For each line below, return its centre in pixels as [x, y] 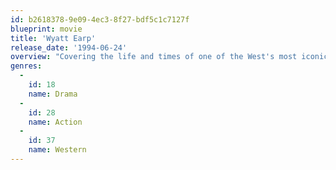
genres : [26, 66]
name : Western [57, 150]
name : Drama [53, 94]
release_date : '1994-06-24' [69, 47]
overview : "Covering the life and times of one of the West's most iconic [169, 57]
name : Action [55, 122]
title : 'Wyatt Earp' [53, 38]
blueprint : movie [46, 29]
